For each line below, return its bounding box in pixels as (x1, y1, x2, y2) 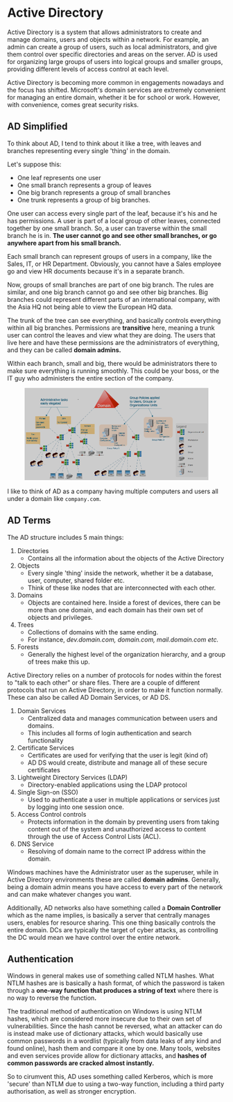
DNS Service (17, 840, 54, 848)
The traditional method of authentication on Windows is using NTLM (7, 1007, 202, 1016)
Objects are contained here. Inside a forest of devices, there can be (27, 598, 221, 607)
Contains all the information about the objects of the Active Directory (27, 554, 225, 562)
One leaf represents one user (17, 173, 101, 182)
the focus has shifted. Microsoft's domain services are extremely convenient (7, 86, 226, 94)
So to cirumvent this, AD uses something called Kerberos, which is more (7, 1073, 214, 1081)
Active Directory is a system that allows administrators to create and (7, 28, 202, 36)
